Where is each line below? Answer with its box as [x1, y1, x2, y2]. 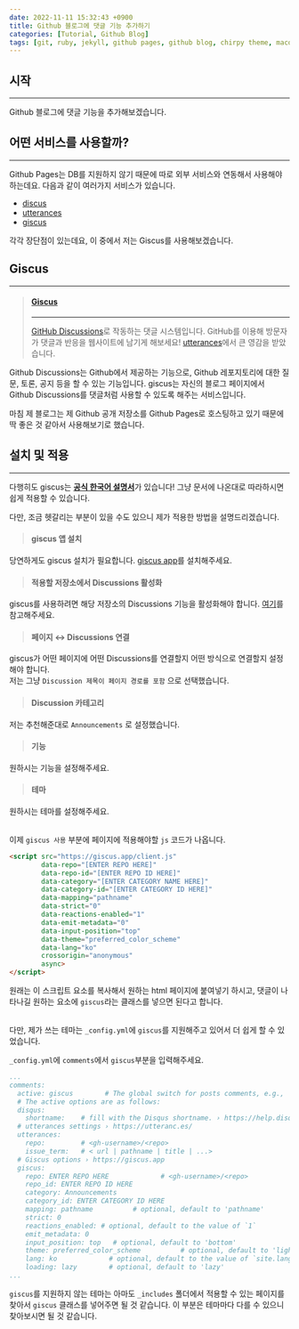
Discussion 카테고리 [30, 697, 105, 708]
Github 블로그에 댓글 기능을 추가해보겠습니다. [9, 107, 167, 118]
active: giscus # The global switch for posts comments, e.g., [17, 1089, 285, 1098]
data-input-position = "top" [41, 927, 141, 936]
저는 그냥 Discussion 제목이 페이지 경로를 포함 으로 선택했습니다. [9, 676, 230, 686]
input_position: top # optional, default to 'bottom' [25, 1238, 238, 1247]
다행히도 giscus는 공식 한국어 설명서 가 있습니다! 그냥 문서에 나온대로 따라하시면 [9, 482, 285, 492]
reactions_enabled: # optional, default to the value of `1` [25, 1221, 256, 1230]
